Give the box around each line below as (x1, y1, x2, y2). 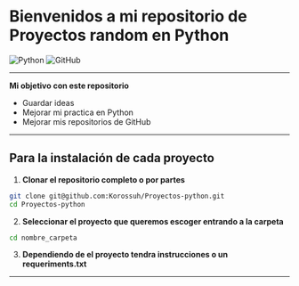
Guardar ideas (21, 97, 75, 108)
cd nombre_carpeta (9, 233, 77, 242)
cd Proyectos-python (9, 200, 86, 208)
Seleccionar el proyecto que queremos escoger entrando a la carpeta (21, 216, 285, 226)
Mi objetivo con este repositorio (9, 80, 129, 91)
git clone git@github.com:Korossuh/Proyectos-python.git (9, 192, 225, 200)
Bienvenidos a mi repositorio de (9, 6, 247, 27)
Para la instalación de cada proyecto (9, 151, 215, 166)
